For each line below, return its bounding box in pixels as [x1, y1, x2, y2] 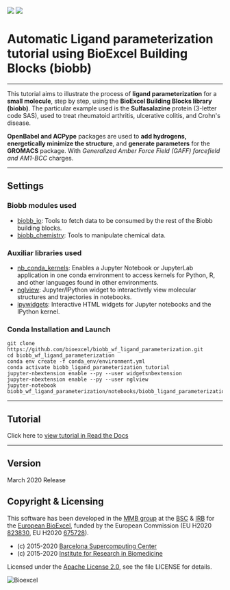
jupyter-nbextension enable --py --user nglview [7, 376, 149, 383]
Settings [7, 180, 44, 192]
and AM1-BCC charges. [7, 154, 74, 162]
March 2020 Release [7, 475, 66, 484]
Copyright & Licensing [7, 496, 104, 508]
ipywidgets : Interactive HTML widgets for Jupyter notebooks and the [16, 300, 212, 308]
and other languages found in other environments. [16, 278, 159, 286]
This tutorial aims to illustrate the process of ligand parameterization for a [7, 89, 217, 97]
